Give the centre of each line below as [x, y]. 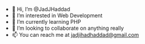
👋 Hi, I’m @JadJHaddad [41, 9]
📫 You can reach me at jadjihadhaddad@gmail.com [75, 35]
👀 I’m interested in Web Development [57, 15]
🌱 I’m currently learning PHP [46, 22]
